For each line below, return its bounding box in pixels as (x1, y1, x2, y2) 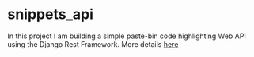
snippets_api (7, 5, 94, 23)
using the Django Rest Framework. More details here (7, 39, 179, 48)
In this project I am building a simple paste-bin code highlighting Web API (7, 31, 246, 41)
